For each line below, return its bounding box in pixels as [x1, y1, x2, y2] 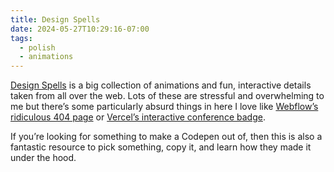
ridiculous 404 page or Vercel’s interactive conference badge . [10, 111, 266, 123]
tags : [10, 33, 33, 43]
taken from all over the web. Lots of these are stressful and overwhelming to [10, 90, 325, 102]
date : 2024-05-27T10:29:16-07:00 [10, 24, 150, 34]
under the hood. [10, 152, 77, 164]
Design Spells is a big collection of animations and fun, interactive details [10, 79, 312, 91]
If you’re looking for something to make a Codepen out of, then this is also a [10, 131, 323, 143]
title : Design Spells [10, 14, 101, 25]
